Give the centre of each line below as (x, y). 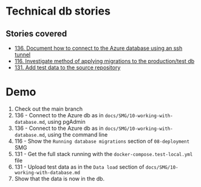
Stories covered (36, 34)
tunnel (22, 55)
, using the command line (76, 134)
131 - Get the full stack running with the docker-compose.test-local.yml (104, 154)
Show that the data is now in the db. (59, 178)
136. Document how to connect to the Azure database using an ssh (98, 48)
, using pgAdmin (65, 121)
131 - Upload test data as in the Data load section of (79, 167)
